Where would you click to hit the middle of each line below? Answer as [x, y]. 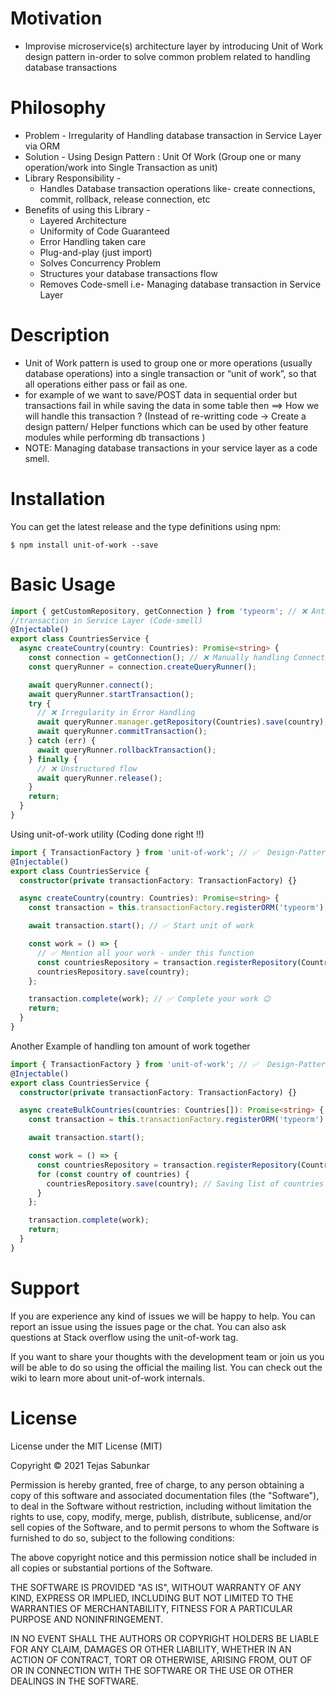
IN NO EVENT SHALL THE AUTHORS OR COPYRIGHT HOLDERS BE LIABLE [165, 1638]
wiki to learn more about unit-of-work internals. [108, 1378]
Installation [58, 499]
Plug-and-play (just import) [96, 252]
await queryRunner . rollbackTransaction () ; [126, 750]
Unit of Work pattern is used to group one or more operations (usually [168, 363]
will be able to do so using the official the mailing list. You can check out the [166, 1367]
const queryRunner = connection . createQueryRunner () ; [142, 667]
